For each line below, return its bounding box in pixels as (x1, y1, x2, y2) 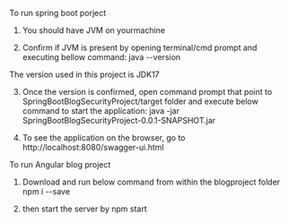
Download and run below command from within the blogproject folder (22, 176, 281, 187)
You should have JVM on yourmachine (22, 25, 166, 35)
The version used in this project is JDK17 (9, 69, 160, 80)
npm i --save (22, 186, 70, 196)
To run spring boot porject (9, 8, 107, 18)
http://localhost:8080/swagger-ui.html (22, 142, 164, 152)
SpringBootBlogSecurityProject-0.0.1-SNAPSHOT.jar (22, 116, 216, 125)
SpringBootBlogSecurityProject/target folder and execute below (22, 96, 258, 107)
